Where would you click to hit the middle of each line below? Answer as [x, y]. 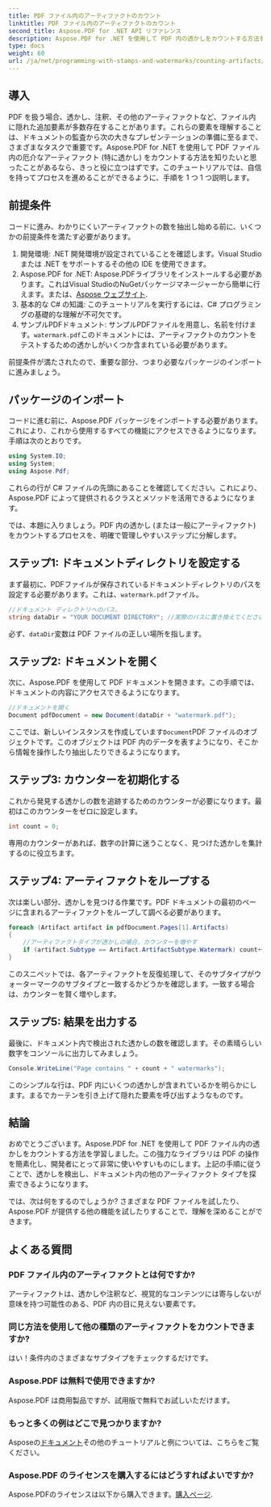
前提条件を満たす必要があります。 [79, 236]
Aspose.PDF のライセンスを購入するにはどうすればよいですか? [131, 1475]
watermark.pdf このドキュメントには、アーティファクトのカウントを [145, 334]
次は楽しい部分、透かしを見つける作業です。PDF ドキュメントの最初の [125, 901]
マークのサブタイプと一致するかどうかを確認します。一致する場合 [146, 984]
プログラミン [240, 304]
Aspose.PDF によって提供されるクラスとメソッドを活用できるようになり [128, 497]
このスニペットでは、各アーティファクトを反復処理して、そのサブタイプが [131, 973]
